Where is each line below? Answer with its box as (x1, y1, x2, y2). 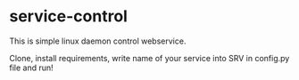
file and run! (9, 62, 54, 73)
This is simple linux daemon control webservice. (9, 36, 187, 46)
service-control (9, 6, 128, 27)
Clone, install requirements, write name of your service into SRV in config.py (9, 52, 290, 63)
